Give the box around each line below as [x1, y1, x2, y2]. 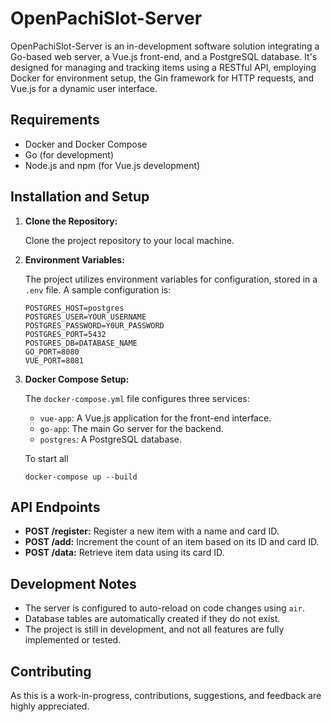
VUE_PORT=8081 [24, 355, 84, 366]
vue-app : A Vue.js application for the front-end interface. [39, 412, 272, 424]
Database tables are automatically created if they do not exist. [24, 613, 281, 625]
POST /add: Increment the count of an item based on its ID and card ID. [24, 536, 320, 548]
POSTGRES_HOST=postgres [24, 303, 125, 313]
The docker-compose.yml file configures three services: [24, 392, 250, 404]
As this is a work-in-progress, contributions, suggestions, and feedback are [10, 690, 322, 701]
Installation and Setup [10, 188, 150, 206]
